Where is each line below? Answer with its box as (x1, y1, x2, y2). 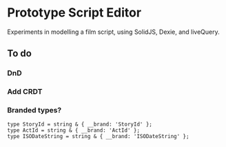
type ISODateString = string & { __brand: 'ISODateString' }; (7, 133, 189, 140)
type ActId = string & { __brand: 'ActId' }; (7, 127, 140, 134)
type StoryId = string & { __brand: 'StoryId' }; (7, 121, 153, 128)
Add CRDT (7, 87, 43, 97)
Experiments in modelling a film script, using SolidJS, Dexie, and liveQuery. (7, 28, 220, 36)
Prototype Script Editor (7, 5, 142, 21)
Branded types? (7, 106, 62, 115)
